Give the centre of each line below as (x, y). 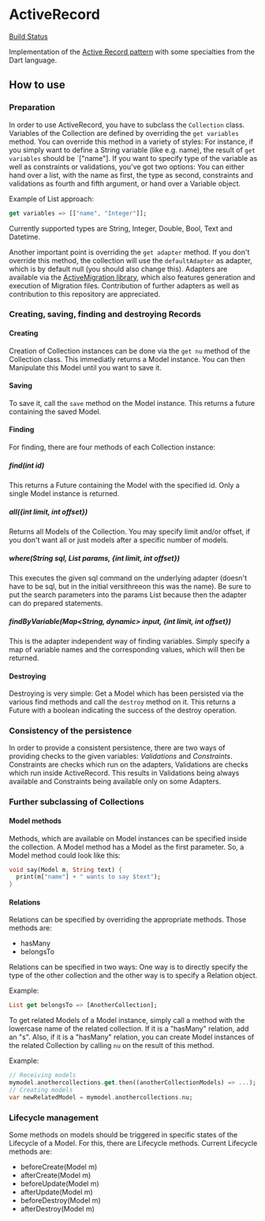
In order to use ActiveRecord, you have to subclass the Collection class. (127, 125)
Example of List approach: (51, 198)
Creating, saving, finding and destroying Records (105, 314)
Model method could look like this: (65, 855)
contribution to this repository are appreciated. (85, 294)
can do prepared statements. (56, 603)
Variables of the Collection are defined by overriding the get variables (124, 133)
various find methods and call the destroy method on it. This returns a (122, 702)
